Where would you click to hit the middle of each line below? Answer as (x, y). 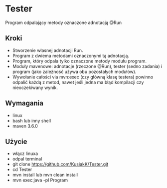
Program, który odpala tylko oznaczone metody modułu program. (80, 61)
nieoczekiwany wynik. (35, 87)
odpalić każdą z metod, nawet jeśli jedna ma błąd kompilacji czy (78, 82)
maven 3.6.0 (25, 126)
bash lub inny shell (32, 120)
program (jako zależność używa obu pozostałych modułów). (74, 71)
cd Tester (22, 169)
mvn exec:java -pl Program (40, 180)
